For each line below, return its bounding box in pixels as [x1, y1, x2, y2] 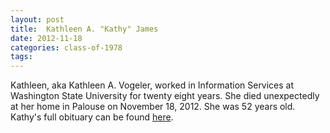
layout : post [10, 14, 65, 25]
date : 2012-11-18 [10, 33, 83, 43]
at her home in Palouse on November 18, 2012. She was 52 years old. [10, 101, 296, 113]
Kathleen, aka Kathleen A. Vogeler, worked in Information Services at [10, 79, 295, 91]
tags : [10, 52, 33, 62]
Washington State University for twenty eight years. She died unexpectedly [10, 90, 320, 102]
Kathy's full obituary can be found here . [10, 111, 174, 123]
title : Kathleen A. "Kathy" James [10, 24, 159, 34]
